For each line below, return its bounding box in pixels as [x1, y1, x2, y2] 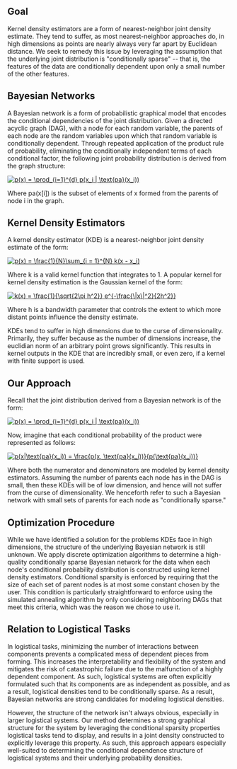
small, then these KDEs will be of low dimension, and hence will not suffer [7, 481, 222, 490]
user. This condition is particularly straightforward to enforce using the [7, 588, 213, 596]
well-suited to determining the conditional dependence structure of [7, 746, 203, 754]
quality [7, 558, 28, 567]
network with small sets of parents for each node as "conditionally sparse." [7, 496, 226, 504]
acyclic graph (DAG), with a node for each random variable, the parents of [7, 124, 223, 132]
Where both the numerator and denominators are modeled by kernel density [7, 466, 230, 475]
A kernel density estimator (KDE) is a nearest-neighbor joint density [7, 236, 204, 244]
